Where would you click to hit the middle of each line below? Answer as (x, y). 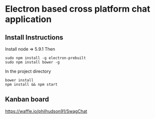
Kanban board (27, 99)
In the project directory (28, 71)
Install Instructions (34, 37)
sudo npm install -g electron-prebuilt (46, 58)
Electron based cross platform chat (77, 9)
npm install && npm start (31, 84)
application (29, 19)
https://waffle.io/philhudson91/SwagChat (46, 111)
